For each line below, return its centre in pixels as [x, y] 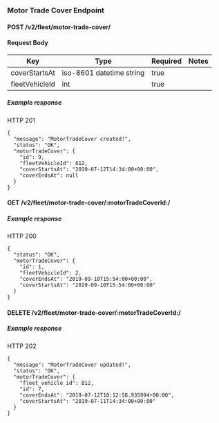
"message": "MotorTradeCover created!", [72, 139]
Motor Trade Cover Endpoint [56, 10]
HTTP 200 [22, 236]
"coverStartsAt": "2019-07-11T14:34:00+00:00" [88, 401]
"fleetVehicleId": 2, [50, 273]
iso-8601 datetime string [103, 73]
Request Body [28, 43]
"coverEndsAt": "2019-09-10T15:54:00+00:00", [86, 279]
